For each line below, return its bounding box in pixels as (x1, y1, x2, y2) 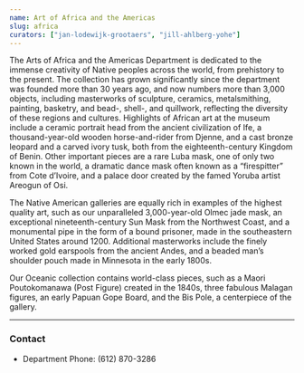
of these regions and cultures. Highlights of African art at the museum (9, 112, 271, 123)
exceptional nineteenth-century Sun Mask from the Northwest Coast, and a (9, 216, 290, 227)
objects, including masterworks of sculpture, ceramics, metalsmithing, (9, 93, 271, 104)
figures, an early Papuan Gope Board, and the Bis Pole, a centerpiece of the (9, 292, 292, 303)
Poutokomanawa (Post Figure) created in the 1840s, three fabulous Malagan (9, 282, 293, 293)
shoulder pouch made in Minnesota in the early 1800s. (9, 255, 213, 266)
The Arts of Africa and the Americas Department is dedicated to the (9, 55, 262, 66)
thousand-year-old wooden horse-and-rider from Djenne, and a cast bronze (9, 132, 294, 143)
